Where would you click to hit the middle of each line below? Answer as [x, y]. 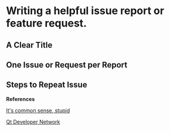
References [21, 99]
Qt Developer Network [33, 122]
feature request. [46, 23]
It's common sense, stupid [38, 110]
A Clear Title [29, 45]
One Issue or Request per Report [67, 65]
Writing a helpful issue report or [85, 11]
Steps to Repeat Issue [47, 85]
